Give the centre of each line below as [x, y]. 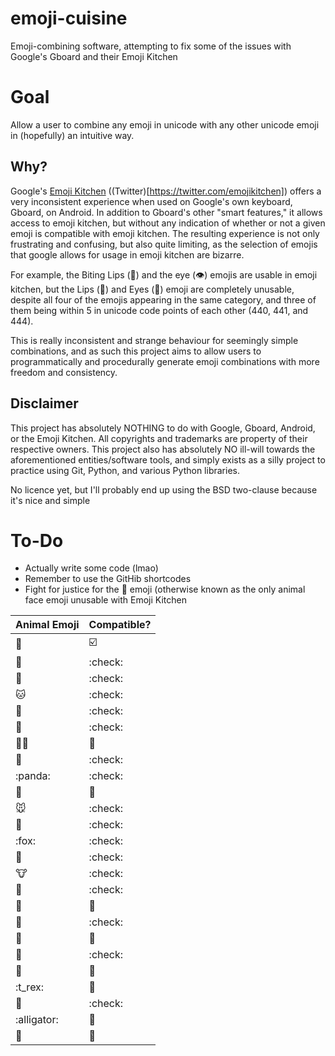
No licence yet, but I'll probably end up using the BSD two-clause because [164, 489]
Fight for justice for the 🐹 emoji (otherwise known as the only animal [165, 589]
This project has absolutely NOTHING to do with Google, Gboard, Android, [163, 428]
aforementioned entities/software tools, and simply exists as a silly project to [168, 459]
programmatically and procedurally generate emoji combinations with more [165, 361]
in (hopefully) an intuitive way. [72, 135]
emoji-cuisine [69, 18]
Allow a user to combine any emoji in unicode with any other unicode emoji [165, 124]
